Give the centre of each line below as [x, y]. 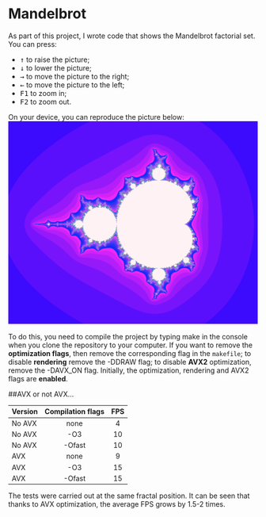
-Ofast [74, 478]
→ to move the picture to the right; [74, 76]
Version [25, 412]
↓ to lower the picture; [56, 67]
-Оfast [74, 446]
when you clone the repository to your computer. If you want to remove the [131, 345]
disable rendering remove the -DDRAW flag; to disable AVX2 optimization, [130, 362]
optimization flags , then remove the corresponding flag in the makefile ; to [130, 353]
